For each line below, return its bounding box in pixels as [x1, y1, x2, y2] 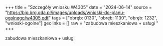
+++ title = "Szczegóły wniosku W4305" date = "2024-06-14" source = [5, 4, 152, 10]
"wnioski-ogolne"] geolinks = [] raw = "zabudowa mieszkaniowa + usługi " [5, 20, 159, 26]
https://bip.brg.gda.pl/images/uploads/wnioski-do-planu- [7, 9, 125, 15]
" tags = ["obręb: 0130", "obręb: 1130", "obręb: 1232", [48, 15, 158, 20]
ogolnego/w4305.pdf [5, 15, 49, 20]
